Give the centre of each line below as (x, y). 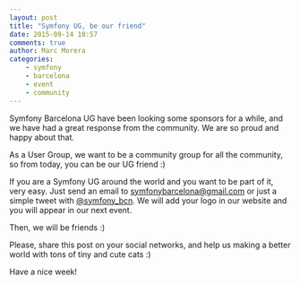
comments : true (38, 43)
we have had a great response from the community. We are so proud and (144, 127)
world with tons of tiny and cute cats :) (80, 254)
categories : (31, 59)
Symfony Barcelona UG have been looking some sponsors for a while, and (146, 118)
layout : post (34, 17)
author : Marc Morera (48, 51)
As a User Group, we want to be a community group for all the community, (146, 154)
